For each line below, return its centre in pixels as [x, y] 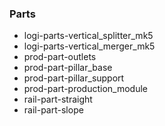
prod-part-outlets [60, 57]
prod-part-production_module [86, 89]
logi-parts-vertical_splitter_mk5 [88, 36]
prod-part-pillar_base [68, 68]
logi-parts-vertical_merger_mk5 [89, 46]
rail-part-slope [53, 110]
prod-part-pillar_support [74, 78]
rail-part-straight [58, 99]
